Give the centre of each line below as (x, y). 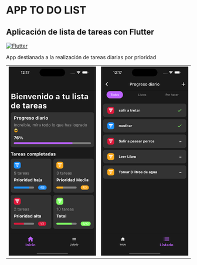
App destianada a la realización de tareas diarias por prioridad (81, 57)
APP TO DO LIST (46, 10)
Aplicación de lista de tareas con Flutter (80, 32)
